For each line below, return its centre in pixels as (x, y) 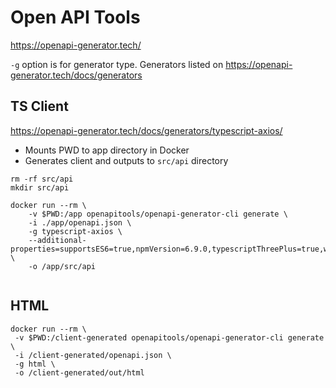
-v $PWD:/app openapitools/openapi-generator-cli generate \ (158, 214)
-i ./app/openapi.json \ (80, 222)
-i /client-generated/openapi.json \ (93, 355)
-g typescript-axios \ (75, 231)
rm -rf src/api (42, 179)
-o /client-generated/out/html (79, 372)
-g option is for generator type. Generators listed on (117, 64)
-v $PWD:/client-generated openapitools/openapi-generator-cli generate (169, 337)
